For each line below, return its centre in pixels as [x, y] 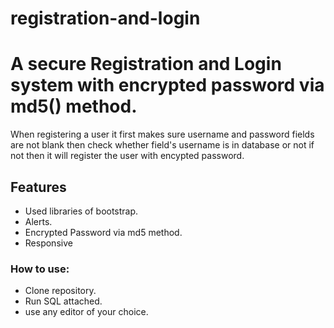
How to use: [40, 269]
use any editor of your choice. [86, 312]
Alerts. [38, 221]
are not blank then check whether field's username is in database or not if [162, 145]
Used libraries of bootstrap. [81, 211]
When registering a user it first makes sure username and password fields [162, 134]
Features [38, 187]
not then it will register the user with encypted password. [127, 156]
